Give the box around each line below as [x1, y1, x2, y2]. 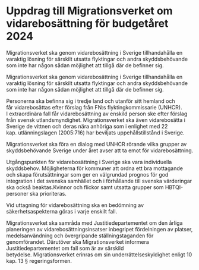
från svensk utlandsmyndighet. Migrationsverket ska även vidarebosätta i [6, 116, 186, 123]
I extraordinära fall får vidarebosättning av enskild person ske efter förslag [6, 110, 188, 117]
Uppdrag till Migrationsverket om [6, 4, 173, 18]
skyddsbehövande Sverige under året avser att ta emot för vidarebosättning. [6, 147, 194, 154]
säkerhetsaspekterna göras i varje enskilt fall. [6, 208, 118, 215]
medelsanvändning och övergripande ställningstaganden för [6, 232, 154, 239]
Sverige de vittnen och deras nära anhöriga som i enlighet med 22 [6, 123, 168, 130]
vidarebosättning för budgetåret [6, 17, 169, 30]
